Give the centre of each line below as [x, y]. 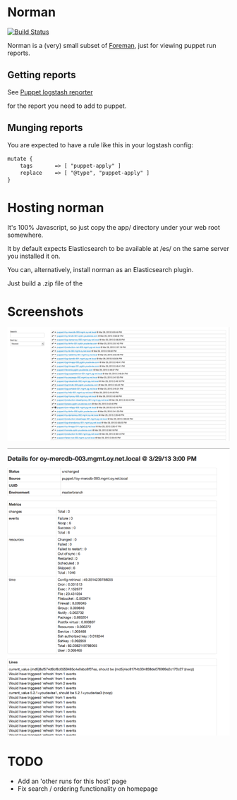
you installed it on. [34, 256]
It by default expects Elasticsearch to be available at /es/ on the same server [119, 248]
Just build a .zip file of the [45, 283]
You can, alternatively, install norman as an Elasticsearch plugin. [101, 269]
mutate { [20, 159]
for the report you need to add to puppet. [67, 106]
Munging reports [45, 128]
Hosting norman [56, 208]
